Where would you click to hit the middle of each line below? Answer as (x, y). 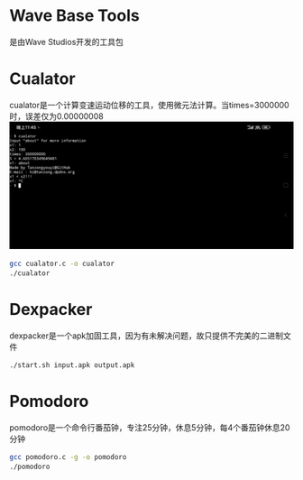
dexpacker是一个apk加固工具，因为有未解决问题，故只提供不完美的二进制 (147, 336)
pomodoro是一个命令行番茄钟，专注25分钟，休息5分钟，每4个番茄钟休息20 (150, 427)
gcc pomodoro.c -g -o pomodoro (68, 457)
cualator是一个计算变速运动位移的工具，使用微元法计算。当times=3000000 (150, 105)
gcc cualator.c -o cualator (62, 264)
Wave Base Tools (74, 16)
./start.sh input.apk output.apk (72, 365)
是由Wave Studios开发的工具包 (67, 42)
